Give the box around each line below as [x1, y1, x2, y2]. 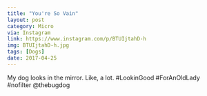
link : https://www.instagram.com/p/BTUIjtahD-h [7, 36, 147, 43]
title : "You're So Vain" [7, 10, 79, 17]
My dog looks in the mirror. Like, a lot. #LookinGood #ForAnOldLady [7, 73, 200, 82]
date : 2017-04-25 [7, 55, 57, 62]
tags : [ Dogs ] [7, 49, 45, 56]
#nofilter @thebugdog [7, 80, 70, 89]
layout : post [7, 16, 45, 23]
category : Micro [7, 23, 54, 29]
